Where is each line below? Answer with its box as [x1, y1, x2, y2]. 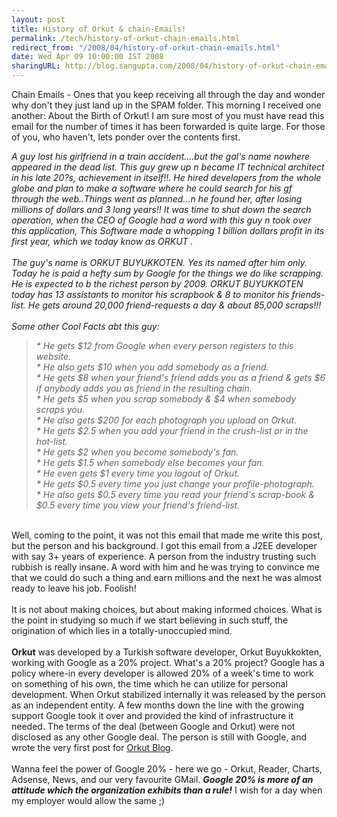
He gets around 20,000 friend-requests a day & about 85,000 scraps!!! [27, 299, 322, 311]
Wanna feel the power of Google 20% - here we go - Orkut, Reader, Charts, [11, 763, 323, 775]
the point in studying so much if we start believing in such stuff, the [11, 614, 289, 626]
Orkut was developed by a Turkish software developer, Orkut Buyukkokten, [11, 646, 322, 658]
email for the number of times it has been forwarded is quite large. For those [11, 121, 326, 132]
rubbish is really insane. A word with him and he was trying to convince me [11, 561, 320, 573]
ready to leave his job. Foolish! [11, 582, 137, 594]
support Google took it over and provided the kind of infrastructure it [11, 710, 294, 721]
